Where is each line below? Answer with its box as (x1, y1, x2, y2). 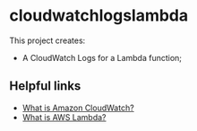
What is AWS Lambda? (21, 111, 107, 122)
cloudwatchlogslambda (9, 5, 189, 26)
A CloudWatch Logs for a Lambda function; (21, 52, 182, 63)
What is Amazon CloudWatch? (21, 102, 134, 113)
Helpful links (9, 78, 81, 94)
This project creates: (9, 35, 86, 46)
